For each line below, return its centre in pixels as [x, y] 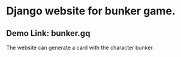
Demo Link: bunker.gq [48, 33]
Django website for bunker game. [91, 11]
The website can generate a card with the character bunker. [80, 47]
